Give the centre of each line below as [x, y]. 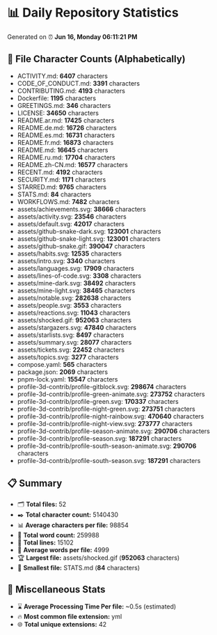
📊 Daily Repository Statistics [93, 13]
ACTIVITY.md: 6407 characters [62, 76]
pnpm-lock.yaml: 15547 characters [67, 379]
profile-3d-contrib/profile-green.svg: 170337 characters [98, 401]
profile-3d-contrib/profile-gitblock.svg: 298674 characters [102, 386]
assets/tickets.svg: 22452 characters [71, 350]
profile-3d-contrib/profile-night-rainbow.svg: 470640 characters [111, 416]
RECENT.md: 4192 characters [60, 172]
